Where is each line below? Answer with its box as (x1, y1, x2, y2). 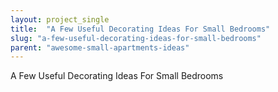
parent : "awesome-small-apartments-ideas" (10, 42, 190, 53)
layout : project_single (10, 14, 110, 25)
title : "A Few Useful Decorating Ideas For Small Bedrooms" (10, 24, 271, 34)
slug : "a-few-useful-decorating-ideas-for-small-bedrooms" (10, 33, 262, 43)
